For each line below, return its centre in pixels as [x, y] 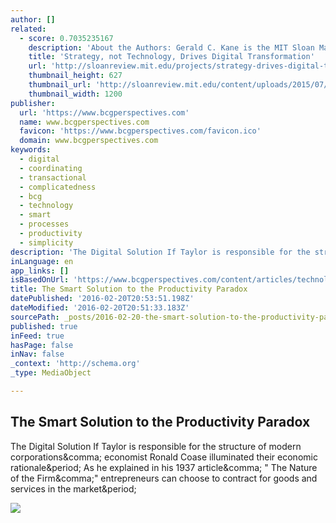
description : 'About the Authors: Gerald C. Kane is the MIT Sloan [171, 47]
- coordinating [51, 168]
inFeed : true [37, 336]
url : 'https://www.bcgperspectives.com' [104, 112]
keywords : [31, 150]
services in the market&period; [73, 488]
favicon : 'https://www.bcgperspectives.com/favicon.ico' [140, 131]
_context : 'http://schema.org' [75, 364]
